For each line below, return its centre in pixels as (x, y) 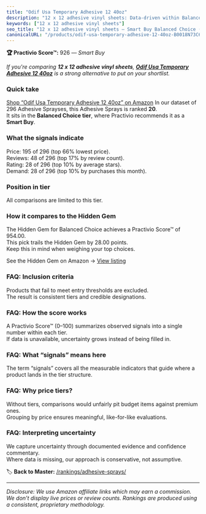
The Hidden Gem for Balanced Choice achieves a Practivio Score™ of (93, 229)
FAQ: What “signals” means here (56, 355)
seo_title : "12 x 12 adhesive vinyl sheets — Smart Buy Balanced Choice (101, 29)
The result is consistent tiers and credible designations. (76, 297)
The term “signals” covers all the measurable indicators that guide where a (101, 368)
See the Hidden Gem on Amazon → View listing (66, 261)
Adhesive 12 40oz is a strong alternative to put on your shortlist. (88, 74)
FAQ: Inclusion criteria (40, 277)
